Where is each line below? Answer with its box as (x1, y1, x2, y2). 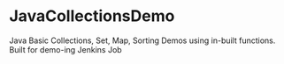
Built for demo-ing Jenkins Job (9, 44, 122, 54)
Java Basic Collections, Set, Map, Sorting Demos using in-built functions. (9, 35, 276, 46)
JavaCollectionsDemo (9, 6, 175, 26)
